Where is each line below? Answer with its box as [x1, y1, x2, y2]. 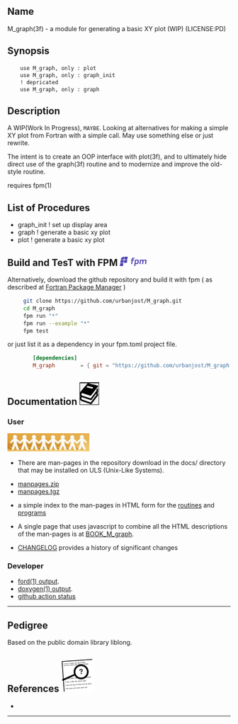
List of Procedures [7, 202, 91, 214]
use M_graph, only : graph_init [20, 71, 115, 79]
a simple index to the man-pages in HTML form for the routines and [17, 500, 215, 509]
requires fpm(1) [7, 181, 52, 190]
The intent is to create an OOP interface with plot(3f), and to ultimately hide [7, 152, 227, 161]
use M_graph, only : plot [20, 64, 97, 71]
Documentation [7, 396, 78, 408]
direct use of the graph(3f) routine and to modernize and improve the [7, 160, 209, 168]
